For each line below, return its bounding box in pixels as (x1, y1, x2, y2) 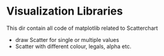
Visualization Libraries (6, 4, 124, 18)
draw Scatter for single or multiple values (15, 36, 119, 43)
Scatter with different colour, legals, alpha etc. (15, 43, 132, 50)
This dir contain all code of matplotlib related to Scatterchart (6, 24, 158, 32)
